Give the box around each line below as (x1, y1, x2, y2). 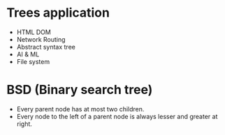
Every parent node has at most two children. (16, 104, 145, 113)
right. (16, 120, 33, 128)
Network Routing (16, 35, 66, 43)
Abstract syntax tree (16, 42, 76, 51)
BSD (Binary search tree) (6, 82, 153, 98)
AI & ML (16, 50, 40, 58)
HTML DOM (16, 28, 52, 36)
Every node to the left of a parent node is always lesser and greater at (16, 112, 218, 120)
